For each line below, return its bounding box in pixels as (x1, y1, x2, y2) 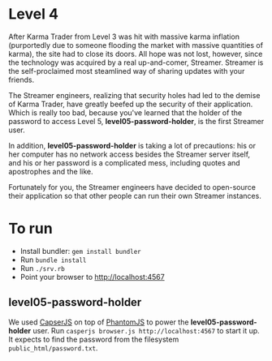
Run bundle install (19, 255, 87, 264)
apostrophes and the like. (8, 166, 93, 176)
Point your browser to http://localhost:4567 (19, 272, 165, 281)
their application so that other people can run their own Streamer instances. (8, 191, 261, 200)
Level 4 (8, 5, 59, 24)
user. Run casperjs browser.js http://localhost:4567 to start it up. (32, 325, 260, 335)
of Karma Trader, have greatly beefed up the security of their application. (8, 99, 253, 109)
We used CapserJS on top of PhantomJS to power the (8, 317, 189, 327)
